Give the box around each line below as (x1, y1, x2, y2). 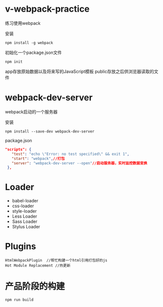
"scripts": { (5, 147, 32, 152)
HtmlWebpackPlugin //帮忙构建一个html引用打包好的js (5, 258, 108, 263)
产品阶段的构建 (5, 281, 65, 292)
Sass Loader (12, 219, 37, 224)
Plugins (5, 241, 36, 252)
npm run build (5, 297, 34, 303)
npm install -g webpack (5, 40, 54, 45)
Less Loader (12, 214, 37, 219)
